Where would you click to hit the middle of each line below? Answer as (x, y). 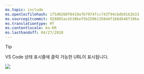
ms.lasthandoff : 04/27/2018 (34, 33)
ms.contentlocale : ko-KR (31, 28)
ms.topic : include (24, 10)
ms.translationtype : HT (30, 23)
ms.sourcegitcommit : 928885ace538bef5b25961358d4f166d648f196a (72, 19)
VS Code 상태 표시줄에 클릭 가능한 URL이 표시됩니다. (57, 57)
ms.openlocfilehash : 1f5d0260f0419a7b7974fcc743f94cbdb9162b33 (72, 14)
